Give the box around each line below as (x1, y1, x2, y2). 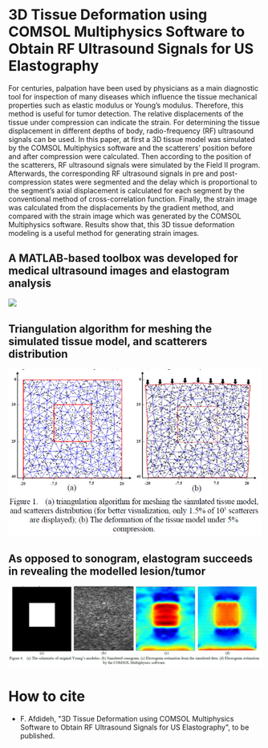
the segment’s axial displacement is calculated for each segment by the (8, 185, 245, 195)
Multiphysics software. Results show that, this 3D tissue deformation (8, 219, 235, 230)
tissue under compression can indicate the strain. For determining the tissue (8, 117, 261, 127)
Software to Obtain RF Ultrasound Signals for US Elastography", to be (19, 722, 250, 732)
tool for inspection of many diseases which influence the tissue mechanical (8, 91, 258, 101)
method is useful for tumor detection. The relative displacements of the (8, 108, 244, 118)
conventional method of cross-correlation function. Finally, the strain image (8, 194, 258, 204)
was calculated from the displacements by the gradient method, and (8, 202, 234, 212)
